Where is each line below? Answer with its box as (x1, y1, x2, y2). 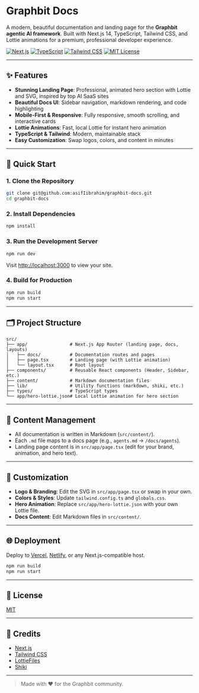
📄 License (6, 590, 43, 600)
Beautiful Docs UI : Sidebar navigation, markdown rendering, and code (14, 99, 187, 106)
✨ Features (6, 70, 48, 80)
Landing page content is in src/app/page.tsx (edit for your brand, (14, 443, 174, 450)
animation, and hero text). (14, 450, 78, 457)
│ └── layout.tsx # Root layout (6, 362, 105, 368)
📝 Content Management (6, 415, 96, 425)
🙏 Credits (6, 628, 41, 639)
